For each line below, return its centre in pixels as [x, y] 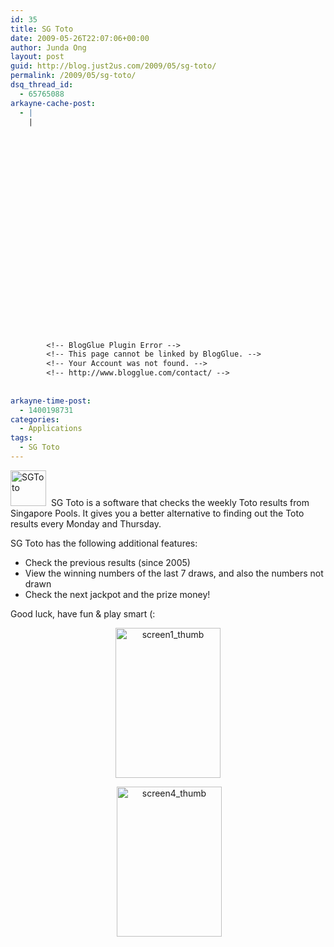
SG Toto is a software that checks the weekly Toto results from [180, 502]
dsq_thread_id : [42, 85]
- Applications [51, 429]
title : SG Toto [42, 29]
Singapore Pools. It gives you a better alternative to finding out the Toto [157, 513]
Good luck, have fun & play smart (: [83, 613]
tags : [21, 438]
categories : [35, 419]
